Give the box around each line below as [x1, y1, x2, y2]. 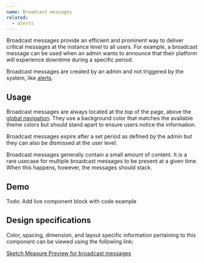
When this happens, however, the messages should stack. [6, 164, 152, 171]
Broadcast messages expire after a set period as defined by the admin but [6, 133, 192, 140]
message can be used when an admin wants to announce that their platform [6, 50, 197, 57]
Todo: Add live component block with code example [6, 198, 137, 205]
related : [6, 15, 29, 21]
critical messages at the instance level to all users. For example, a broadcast [6, 43, 198, 50]
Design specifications [6, 215, 91, 225]
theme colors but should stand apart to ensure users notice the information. [6, 121, 197, 128]
